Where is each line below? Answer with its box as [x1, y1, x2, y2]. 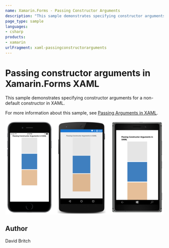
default [5, 100, 20, 106]
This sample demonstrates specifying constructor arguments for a [5, 94, 142, 100]
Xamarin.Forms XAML [5, 78, 100, 89]
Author [5, 224, 28, 233]
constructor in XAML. [21, 100, 65, 106]
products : [5, 35, 26, 40]
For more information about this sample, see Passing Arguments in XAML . [5, 109, 158, 115]
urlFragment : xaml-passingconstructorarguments [5, 45, 107, 50]
